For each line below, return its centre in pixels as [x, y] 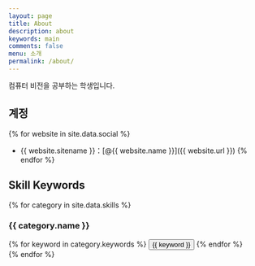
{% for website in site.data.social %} [69, 133]
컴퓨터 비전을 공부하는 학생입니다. [62, 85]
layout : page [30, 16]
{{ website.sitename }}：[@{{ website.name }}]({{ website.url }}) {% [134, 150]
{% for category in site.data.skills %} [70, 205]
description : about [41, 31]
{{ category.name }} [49, 226]
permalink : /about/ [41, 62]
